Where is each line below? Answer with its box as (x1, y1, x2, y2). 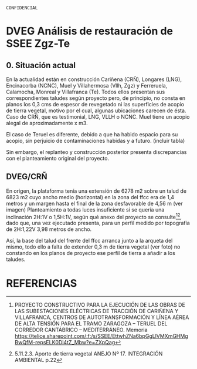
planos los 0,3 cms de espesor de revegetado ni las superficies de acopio (6, 101, 185, 108)
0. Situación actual (6, 60, 76, 70)
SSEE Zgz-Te (6, 37, 70, 51)
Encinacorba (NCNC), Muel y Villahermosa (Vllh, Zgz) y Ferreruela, (6, 82, 168, 89)
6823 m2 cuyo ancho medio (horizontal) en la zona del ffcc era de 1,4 (6, 193, 175, 200)
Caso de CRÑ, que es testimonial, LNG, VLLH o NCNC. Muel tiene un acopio (6, 113, 190, 120)
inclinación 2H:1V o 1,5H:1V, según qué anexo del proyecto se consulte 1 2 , (6, 212, 182, 220)
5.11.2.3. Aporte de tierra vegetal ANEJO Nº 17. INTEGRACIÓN (14, 350, 163, 357)
